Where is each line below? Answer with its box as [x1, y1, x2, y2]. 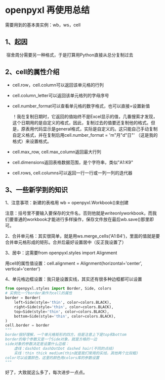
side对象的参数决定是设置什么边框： [5, 341, 69, 346]
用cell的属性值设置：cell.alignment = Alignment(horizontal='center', [5, 261, 142, 267]
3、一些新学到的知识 [5, 185, 68, 194]
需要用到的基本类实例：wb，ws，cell [5, 22, 81, 28]
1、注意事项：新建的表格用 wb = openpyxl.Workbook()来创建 [5, 200, 129, 206]
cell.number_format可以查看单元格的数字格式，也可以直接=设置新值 [12, 103, 150, 109]
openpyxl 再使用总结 [5, 4, 90, 16]
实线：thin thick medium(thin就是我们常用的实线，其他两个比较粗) [14, 350, 139, 356]
